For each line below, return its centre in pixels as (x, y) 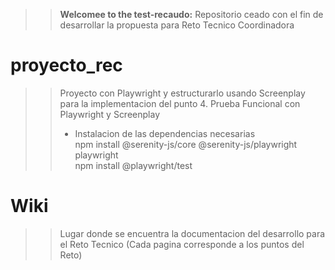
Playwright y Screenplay (109, 114)
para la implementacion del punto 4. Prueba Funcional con (180, 103)
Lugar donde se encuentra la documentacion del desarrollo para (192, 233)
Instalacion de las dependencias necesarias (165, 133)
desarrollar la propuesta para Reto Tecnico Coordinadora (177, 25)
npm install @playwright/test (133, 165)
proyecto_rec (66, 65)
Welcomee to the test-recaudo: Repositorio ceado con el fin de (191, 14)
